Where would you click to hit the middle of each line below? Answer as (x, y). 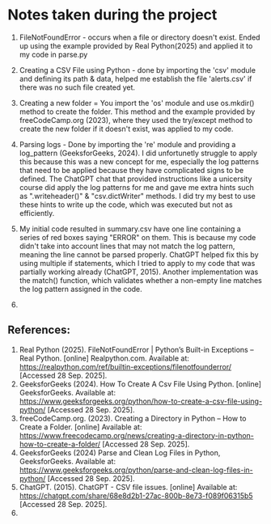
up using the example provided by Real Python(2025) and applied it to (136, 45)
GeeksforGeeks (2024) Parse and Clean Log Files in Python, (120, 452)
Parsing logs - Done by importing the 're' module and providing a (127, 144)
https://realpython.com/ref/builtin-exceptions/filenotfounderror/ (125, 366)
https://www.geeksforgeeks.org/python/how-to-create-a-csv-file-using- (141, 401)
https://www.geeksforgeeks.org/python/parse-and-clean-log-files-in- (136, 470)
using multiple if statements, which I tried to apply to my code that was (137, 263)
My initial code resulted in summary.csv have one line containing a (130, 229)
